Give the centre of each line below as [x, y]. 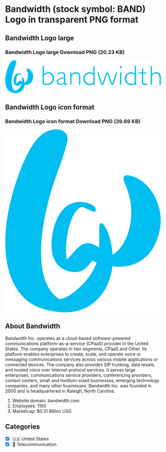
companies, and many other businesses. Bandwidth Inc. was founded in [78, 386]
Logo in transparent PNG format [72, 20]
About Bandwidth [33, 326]
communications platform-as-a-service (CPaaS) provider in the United [77, 343]
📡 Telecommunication [34, 444]
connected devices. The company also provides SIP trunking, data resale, [80, 364]
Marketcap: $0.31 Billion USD [42, 411]
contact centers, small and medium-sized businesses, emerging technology [82, 380]
